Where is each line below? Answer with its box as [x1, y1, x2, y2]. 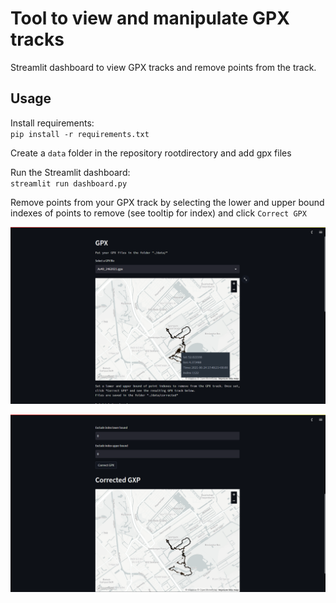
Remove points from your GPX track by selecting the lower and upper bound [10, 196, 325, 208]
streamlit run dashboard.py [10, 178, 128, 189]
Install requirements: [10, 117, 95, 129]
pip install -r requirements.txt [10, 129, 150, 139]
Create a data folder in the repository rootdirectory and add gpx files [10, 147, 292, 159]
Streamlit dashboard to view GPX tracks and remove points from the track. [10, 61, 317, 73]
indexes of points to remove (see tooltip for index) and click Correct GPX [10, 207, 307, 219]
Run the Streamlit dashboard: [10, 166, 131, 178]
